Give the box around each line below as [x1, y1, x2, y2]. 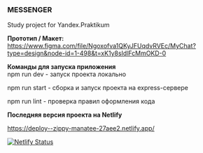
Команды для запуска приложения [7, 63, 116, 71]
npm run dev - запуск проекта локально [7, 70, 127, 78]
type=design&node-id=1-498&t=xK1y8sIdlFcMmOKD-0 [7, 49, 167, 57]
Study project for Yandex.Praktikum [7, 21, 110, 29]
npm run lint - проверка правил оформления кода [7, 97, 155, 105]
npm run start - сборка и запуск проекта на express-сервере [7, 84, 189, 92]
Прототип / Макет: [7, 34, 64, 43]
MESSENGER [7, 5, 52, 15]
